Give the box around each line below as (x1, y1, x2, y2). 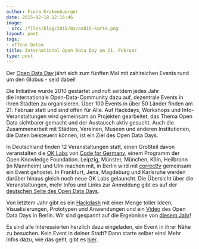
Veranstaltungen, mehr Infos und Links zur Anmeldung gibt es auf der (6, 181, 178, 188)
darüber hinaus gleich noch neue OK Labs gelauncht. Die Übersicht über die (6, 175, 194, 182)
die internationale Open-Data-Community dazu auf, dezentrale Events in (6, 94, 184, 101)
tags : (6, 36, 20, 42)
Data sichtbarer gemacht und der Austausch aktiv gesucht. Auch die (6, 119, 175, 126)
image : (6, 20, 23, 26)
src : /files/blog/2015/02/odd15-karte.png (11, 25, 119, 32)
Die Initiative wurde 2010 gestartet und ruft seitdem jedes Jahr (6, 87, 160, 94)
